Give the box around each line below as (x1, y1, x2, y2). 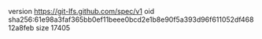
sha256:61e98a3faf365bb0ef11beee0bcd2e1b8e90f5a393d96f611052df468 (8, 15, 254, 24)
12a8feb (8, 23, 35, 32)
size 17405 (35, 23, 71, 32)
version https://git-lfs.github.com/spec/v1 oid (8, 7, 155, 16)
